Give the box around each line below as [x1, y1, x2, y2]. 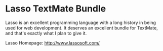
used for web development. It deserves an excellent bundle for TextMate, [5, 24, 158, 30]
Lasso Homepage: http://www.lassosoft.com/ [5, 39, 100, 45]
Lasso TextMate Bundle [5, 3, 106, 14]
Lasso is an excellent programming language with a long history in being [5, 19, 156, 25]
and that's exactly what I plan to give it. [5, 30, 87, 36]
